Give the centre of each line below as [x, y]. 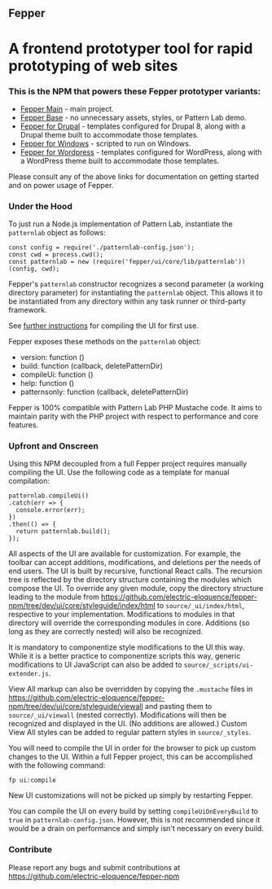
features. [24, 425]
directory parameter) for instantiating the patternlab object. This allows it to [136, 293]
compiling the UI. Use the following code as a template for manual [119, 472]
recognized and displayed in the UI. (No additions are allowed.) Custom [128, 724]
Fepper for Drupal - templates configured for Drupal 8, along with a [133, 126]
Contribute [31, 850]
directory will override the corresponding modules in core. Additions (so [129, 623]
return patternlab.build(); [64, 532]
